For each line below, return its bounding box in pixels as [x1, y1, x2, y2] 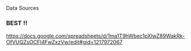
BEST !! [6, 19, 28, 27]
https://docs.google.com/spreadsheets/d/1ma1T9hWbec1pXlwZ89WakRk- [6, 32, 185, 39]
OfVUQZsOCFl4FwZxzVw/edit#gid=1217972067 [6, 38, 123, 45]
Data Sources [6, 5, 39, 12]
